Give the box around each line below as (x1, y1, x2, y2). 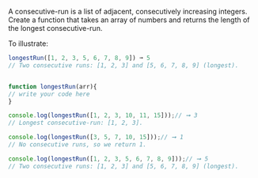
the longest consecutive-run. (8, 24, 103, 32)
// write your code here (8, 90, 90, 98)
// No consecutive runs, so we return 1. (8, 141, 147, 149)
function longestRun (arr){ (8, 82, 97, 90)
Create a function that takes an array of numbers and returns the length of (8, 15, 251, 25)
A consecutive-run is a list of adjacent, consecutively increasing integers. (8, 7, 248, 16)
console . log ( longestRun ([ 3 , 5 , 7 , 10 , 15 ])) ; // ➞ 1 (8, 134, 184, 142)
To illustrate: (8, 39, 49, 48)
